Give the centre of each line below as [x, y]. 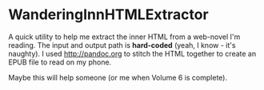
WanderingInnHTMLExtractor [109, 15]
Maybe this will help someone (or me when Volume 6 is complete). [118, 77]
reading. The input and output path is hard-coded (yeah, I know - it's [122, 45]
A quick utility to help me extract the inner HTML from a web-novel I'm [124, 37]
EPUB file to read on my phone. [60, 62]
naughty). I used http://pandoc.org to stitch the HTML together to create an [132, 53]
